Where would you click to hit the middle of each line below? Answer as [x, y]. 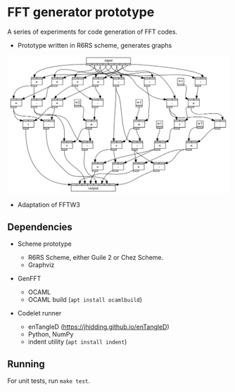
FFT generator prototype [81, 12]
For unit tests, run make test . [49, 381]
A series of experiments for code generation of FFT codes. [93, 32]
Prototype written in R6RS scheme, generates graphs [95, 45]
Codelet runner [39, 313]
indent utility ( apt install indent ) [77, 342]
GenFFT [29, 279]
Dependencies [40, 227]
